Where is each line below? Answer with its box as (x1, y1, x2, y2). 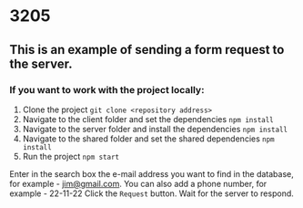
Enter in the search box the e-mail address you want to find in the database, (9, 168, 294, 179)
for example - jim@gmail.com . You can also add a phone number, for (9, 178, 268, 189)
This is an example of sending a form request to (9, 42, 285, 57)
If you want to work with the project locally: (9, 83, 205, 96)
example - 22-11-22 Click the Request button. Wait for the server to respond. (9, 188, 294, 199)
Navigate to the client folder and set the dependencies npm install (22, 113, 275, 124)
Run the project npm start (22, 151, 120, 161)
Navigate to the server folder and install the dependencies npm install (22, 123, 288, 134)
